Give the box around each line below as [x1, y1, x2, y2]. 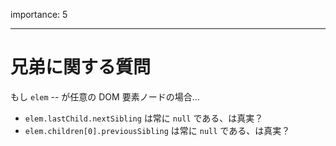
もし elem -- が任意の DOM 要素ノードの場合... [10, 90, 200, 103]
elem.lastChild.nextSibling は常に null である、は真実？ [24, 112, 264, 124]
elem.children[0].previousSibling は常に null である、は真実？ [24, 124, 291, 136]
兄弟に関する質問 [10, 56, 152, 79]
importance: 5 [10, 9, 68, 20]
